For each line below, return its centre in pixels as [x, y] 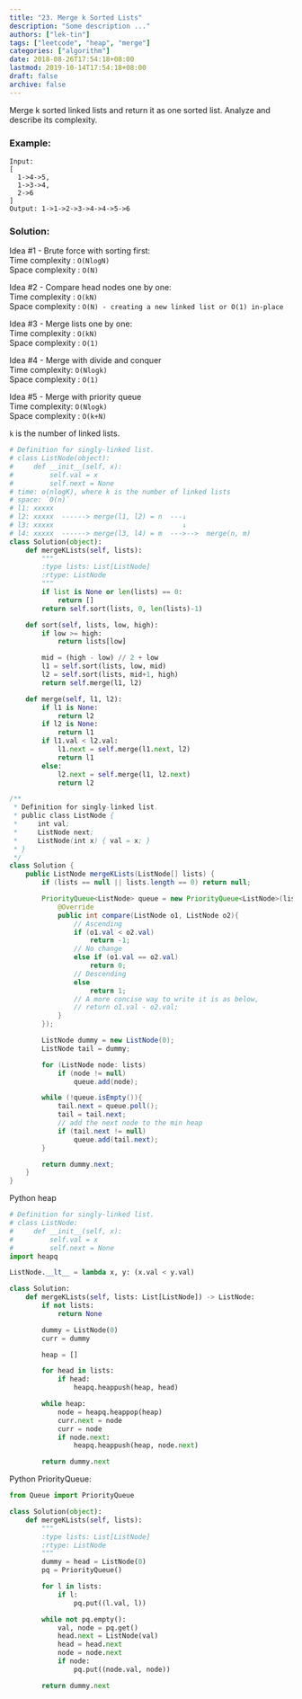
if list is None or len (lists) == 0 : [112, 592]
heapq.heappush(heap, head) [126, 1388]
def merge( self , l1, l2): [74, 699]
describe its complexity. [53, 120]
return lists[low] [92, 642]
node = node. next [90, 1653]
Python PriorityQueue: [50, 1479]
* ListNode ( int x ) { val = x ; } [82, 841]
